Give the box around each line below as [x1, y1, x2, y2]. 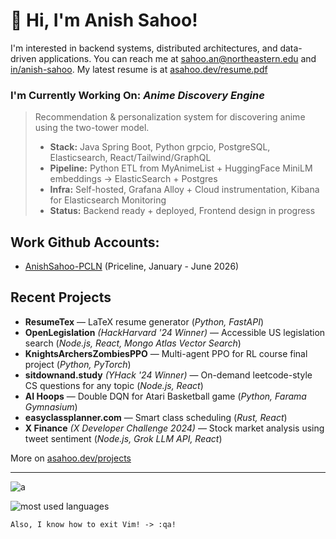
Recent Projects [10, 289, 112, 306]
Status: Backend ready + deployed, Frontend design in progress [49, 205, 316, 217]
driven [10, 52, 37, 64]
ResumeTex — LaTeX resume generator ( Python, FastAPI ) [24, 315, 265, 328]
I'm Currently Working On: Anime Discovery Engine [10, 88, 265, 102]
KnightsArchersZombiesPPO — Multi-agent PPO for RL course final [24, 347, 308, 359]
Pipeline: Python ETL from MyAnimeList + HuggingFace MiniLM [49, 162, 313, 174]
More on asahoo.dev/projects [10, 452, 132, 464]
